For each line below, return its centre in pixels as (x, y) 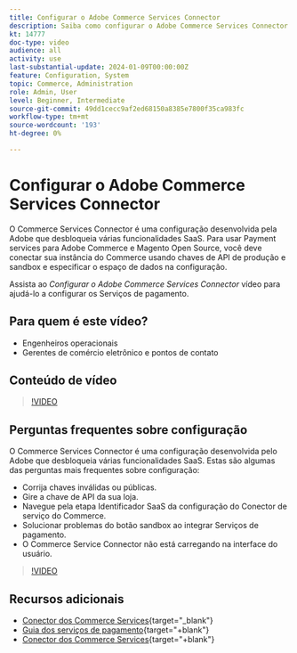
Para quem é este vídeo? (79, 322)
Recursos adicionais (67, 599)
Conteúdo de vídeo (63, 381)
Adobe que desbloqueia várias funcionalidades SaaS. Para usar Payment (143, 238)
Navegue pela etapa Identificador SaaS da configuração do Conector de (154, 506)
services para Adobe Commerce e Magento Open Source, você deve (136, 248)
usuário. (37, 554)
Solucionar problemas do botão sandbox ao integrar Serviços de (140, 526)
